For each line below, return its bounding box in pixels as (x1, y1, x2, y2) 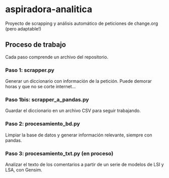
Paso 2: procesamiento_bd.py (5, 120, 80, 127)
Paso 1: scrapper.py (5, 66, 54, 74)
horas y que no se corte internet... (5, 84, 76, 90)
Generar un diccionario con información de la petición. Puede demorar (5, 78, 152, 84)
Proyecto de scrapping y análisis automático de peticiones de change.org (5, 20, 158, 26)
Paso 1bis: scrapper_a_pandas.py (5, 96, 89, 103)
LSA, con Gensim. (5, 166, 43, 173)
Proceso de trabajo (5, 41, 67, 49)
